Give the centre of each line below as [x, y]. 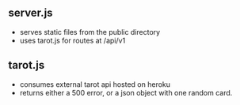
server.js [30, 13]
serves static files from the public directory [90, 32]
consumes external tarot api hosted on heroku [95, 84]
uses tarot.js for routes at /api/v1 [72, 40]
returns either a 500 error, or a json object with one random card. [126, 92]
